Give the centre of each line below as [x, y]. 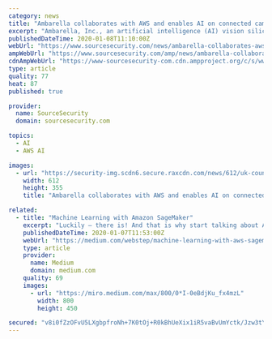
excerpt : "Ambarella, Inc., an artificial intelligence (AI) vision [126, 31]
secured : [23, 323]
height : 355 [43, 188]
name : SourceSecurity [52, 114]
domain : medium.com [62, 271]
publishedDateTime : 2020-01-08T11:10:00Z [79, 39]
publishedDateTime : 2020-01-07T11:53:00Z [93, 233]
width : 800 [56, 301]
